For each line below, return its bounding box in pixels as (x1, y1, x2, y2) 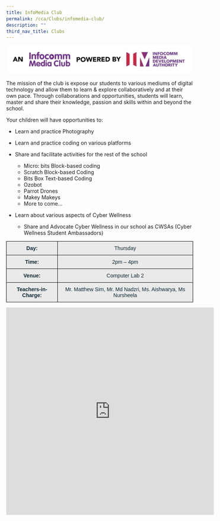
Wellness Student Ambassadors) (23, 229, 104, 236)
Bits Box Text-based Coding (23, 175, 93, 182)
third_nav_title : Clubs (6, 28, 65, 34)
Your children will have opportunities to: (6, 116, 103, 124)
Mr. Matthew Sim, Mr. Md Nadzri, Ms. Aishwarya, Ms (65, 286, 186, 293)
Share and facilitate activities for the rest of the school (14, 151, 148, 158)
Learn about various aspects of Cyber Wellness (14, 212, 132, 219)
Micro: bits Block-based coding (23, 162, 101, 170)
